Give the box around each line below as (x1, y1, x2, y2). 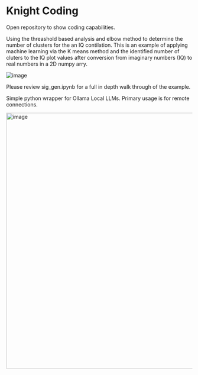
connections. (6, 101, 38, 108)
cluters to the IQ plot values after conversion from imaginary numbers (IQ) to (6, 54, 193, 61)
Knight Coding (6, 4, 79, 18)
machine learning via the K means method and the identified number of (6, 47, 180, 54)
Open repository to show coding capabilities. (6, 24, 115, 31)
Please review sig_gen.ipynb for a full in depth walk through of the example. (6, 83, 191, 90)
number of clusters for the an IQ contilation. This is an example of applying (6, 41, 188, 49)
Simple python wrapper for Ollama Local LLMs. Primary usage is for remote (6, 95, 190, 102)
